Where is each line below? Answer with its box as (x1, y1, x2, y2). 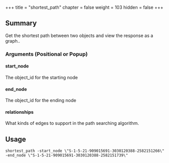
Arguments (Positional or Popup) (5, 50, 88, 57)
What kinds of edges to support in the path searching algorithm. (5, 120, 140, 126)
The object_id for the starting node (5, 74, 78, 80)
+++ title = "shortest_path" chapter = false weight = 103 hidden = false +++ (5, 5, 164, 10)
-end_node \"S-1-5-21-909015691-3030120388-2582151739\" (5, 153, 128, 158)
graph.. (5, 38, 20, 44)
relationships (5, 109, 34, 115)
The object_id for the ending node (5, 97, 77, 104)
